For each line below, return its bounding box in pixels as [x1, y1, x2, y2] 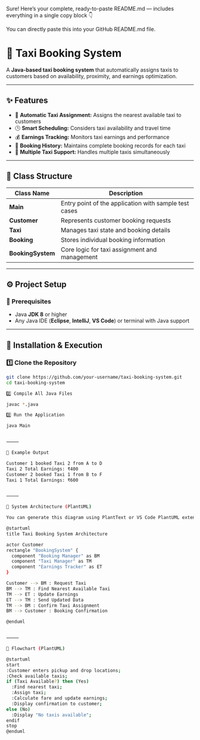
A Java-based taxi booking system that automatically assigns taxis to [6, 66, 179, 73]
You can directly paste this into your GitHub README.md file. [6, 26, 156, 32]
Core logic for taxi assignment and [60, 245, 157, 253]
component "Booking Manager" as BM [11, 552, 100, 559]
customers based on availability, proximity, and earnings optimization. [6, 72, 177, 79]
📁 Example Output [6, 450, 49, 456]
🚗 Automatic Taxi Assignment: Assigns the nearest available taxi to [14, 111, 182, 118]
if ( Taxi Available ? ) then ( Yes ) [6, 678, 89, 684]
